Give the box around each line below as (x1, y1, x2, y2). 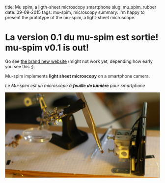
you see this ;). (5, 63, 35, 69)
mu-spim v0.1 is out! (5, 42, 89, 53)
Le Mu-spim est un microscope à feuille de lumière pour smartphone (5, 82, 145, 88)
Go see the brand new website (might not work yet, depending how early (5, 58, 153, 64)
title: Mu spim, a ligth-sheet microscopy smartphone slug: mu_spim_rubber (5, 4, 157, 10)
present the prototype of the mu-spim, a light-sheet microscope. (5, 15, 136, 20)
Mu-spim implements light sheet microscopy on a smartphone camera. (5, 73, 150, 79)
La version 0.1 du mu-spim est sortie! (5, 32, 159, 43)
